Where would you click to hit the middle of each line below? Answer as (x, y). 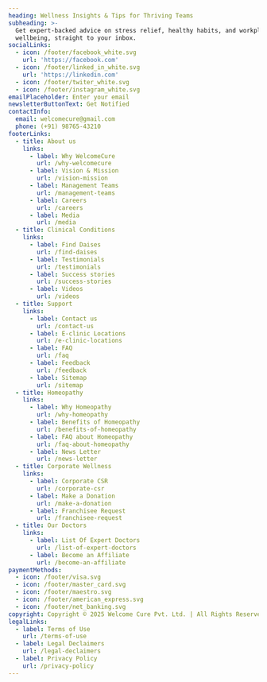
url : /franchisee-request (80, 518)
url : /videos (58, 296)
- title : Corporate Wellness (64, 467)
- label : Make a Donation (72, 496)
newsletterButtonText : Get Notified (69, 104)
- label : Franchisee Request (77, 511)
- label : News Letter (65, 451)
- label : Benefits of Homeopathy (85, 422)
